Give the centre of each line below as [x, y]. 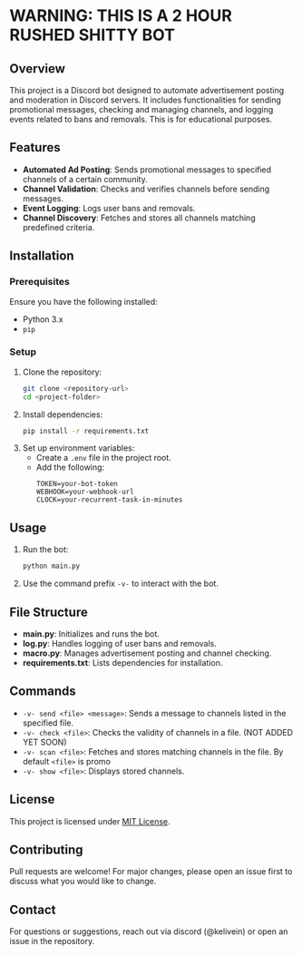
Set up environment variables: [78, 448]
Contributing [46, 849]
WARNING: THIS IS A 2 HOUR [121, 16]
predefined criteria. [58, 227]
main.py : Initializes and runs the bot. [91, 633]
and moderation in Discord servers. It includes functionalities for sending [145, 100]
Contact [33, 909]
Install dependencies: [63, 414]
